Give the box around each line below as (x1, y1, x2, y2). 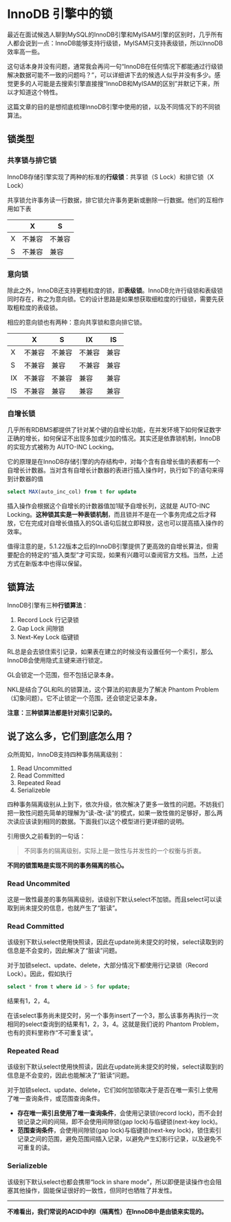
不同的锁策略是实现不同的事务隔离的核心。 (7, 861, 128, 869)
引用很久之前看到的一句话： (7, 832, 86, 840)
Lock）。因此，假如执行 (7, 969, 72, 978)
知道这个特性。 (19, 87, 62, 96)
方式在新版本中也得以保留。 (7, 559, 86, 568)
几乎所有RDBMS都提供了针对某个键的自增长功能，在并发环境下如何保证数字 (7, 426, 221, 434)
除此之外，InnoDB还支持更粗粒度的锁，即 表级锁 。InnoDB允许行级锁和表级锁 (7, 286, 223, 294)
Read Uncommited (7, 879, 71, 888)
